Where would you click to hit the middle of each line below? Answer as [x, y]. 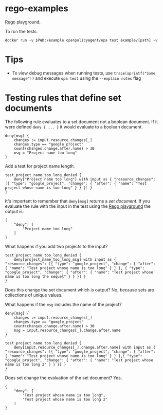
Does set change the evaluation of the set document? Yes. [63, 378]
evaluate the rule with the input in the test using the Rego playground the [78, 206]
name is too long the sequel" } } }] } [45, 276]
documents [29, 108]
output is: [15, 211]
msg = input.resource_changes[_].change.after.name [67, 330]
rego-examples [37, 9]
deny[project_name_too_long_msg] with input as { [65, 259]
